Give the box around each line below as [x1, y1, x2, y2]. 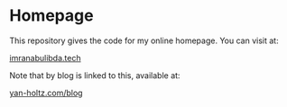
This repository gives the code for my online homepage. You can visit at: [9, 35, 279, 46]
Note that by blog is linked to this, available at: [9, 69, 181, 81]
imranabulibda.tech [9, 52, 81, 63]
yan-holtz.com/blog [9, 87, 83, 98]
